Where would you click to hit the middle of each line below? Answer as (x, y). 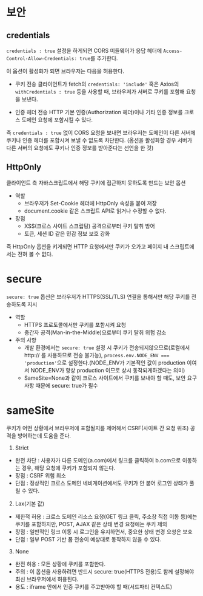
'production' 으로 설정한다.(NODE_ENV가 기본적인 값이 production (105, 363)
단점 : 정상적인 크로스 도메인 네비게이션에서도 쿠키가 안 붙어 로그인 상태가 (101, 483)
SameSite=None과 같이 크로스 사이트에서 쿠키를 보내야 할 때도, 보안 (105, 378)
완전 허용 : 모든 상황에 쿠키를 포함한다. (60, 564)
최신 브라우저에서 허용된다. (47, 579)
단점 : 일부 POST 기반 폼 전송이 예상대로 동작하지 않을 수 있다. (88, 539)
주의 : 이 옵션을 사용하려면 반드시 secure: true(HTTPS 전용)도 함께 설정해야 (105, 571)
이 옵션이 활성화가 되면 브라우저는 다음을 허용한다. (65, 71)
